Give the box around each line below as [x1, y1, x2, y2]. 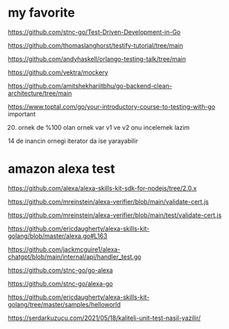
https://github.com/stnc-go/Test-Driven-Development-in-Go [8, 28, 181, 36]
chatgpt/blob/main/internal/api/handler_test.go [8, 252, 142, 261]
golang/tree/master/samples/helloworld [8, 300, 121, 308]
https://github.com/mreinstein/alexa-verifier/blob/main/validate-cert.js [8, 197, 209, 205]
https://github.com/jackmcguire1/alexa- [8, 245, 121, 253]
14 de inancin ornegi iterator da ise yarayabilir [8, 137, 138, 145]
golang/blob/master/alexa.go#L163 [8, 231, 108, 240]
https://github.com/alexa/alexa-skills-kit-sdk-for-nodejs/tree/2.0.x [8, 184, 197, 192]
